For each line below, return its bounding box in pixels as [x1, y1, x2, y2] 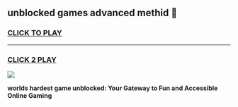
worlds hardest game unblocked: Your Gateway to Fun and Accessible [7, 84, 218, 92]
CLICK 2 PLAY [7, 54, 57, 64]
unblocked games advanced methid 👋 [7, 7, 178, 19]
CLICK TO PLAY [7, 28, 62, 38]
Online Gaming [7, 91, 52, 99]
